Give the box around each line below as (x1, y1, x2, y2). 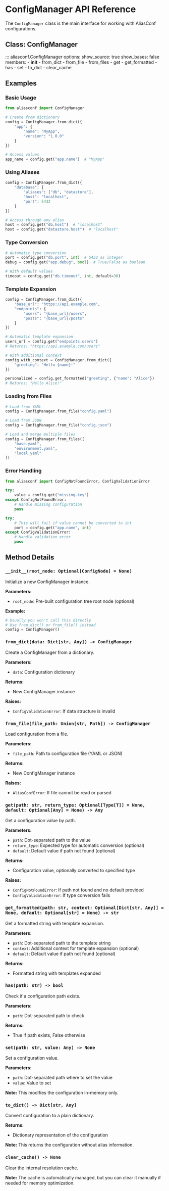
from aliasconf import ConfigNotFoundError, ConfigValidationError (5, 479, 150, 484)
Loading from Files (5, 393, 52, 400)
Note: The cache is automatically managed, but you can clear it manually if (5, 1174, 161, 1180)
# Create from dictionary (5, 115, 60, 120)
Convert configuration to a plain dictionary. (5, 1113, 94, 1119)
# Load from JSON (5, 418, 42, 423)
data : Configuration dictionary (12, 669, 75, 675)
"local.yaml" (14, 451, 42, 456)
